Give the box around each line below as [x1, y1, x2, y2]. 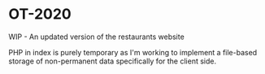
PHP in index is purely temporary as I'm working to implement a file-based [8, 47, 258, 57]
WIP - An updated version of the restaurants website [8, 32, 185, 41]
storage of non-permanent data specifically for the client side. [8, 56, 217, 66]
